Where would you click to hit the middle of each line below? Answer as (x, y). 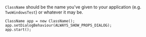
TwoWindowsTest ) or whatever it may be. (44, 12)
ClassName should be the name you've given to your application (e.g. (73, 7)
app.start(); (18, 30)
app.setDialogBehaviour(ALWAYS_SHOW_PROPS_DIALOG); (58, 25)
